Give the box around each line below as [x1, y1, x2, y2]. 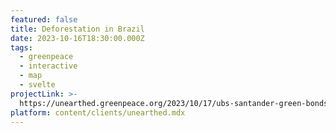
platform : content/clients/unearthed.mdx [10, 107, 186, 118]
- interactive [19, 61, 78, 71]
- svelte [19, 80, 56, 90]
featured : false [10, 14, 78, 25]
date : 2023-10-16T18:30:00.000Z [10, 33, 145, 43]
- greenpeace [19, 52, 74, 62]
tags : [10, 42, 33, 53]
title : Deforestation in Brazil [10, 24, 145, 34]
